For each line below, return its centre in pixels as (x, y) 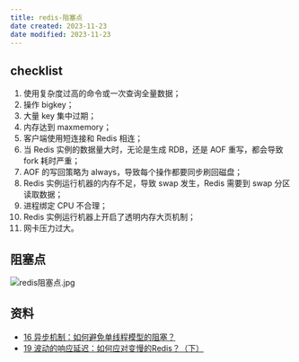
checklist (37, 71)
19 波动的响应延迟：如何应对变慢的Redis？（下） (114, 348)
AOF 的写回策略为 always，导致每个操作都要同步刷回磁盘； (133, 172)
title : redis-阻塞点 (47, 18)
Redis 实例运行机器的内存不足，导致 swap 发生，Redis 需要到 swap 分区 (157, 183)
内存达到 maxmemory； (67, 128)
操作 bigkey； (48, 105)
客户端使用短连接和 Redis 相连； (83, 138)
